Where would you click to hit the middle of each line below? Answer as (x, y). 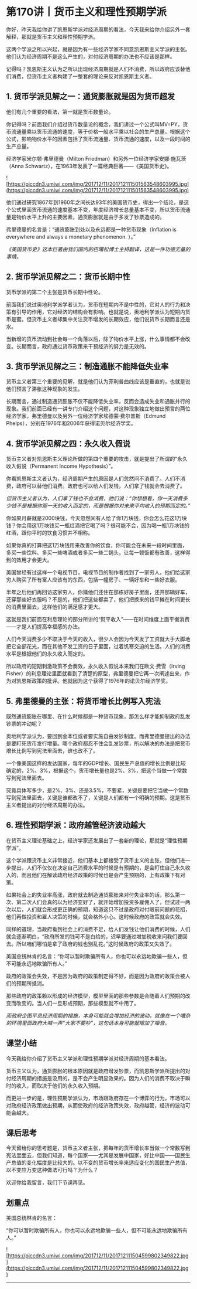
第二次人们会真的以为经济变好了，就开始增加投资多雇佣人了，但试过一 (101, 902)
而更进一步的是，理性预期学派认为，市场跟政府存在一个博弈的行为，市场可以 (98, 1098)
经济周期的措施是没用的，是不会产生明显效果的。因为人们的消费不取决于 (98, 1078)
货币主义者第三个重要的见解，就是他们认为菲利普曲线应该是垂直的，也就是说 (98, 382)
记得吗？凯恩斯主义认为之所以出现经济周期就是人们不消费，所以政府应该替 (96, 69)
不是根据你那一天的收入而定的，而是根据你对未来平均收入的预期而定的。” (103, 506)
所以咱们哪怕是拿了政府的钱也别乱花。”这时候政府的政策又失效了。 (96, 944)
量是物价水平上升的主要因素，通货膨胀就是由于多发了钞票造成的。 (85, 217)
